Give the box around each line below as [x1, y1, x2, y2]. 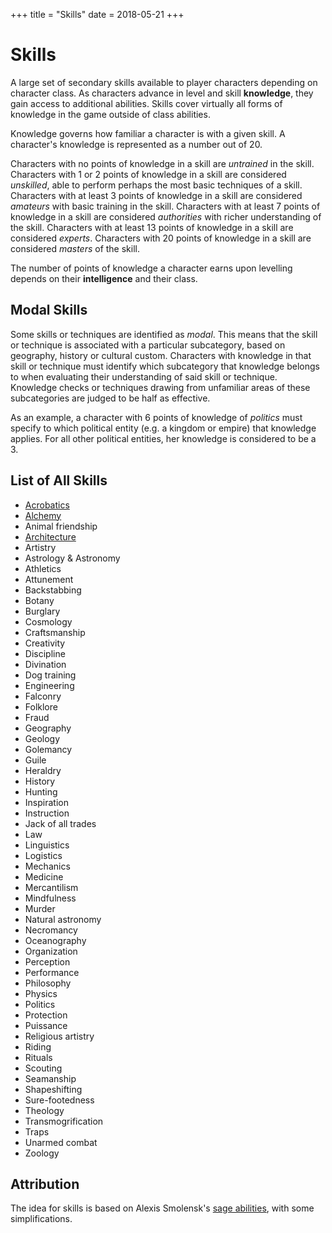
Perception [24, 955, 71, 968]
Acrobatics [24, 499, 70, 511]
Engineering [24, 679, 75, 691]
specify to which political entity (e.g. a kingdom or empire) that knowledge [10, 422, 317, 434]
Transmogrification [24, 1115, 104, 1127]
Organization [24, 945, 78, 957]
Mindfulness [24, 892, 77, 904]
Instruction [24, 807, 70, 819]
